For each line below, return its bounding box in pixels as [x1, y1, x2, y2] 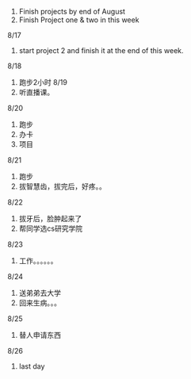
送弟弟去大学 [18, 289, 61, 297]
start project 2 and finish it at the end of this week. [18, 46, 184, 55]
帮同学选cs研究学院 [18, 224, 83, 233]
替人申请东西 [18, 331, 61, 339]
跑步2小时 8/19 [18, 78, 68, 86]
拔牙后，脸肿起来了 [18, 214, 82, 223]
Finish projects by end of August [18, 7, 126, 16]
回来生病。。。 [18, 298, 61, 308]
